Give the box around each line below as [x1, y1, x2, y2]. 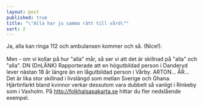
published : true [6, 15, 47, 21]
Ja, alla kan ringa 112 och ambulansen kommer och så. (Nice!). [6, 43, 163, 50]
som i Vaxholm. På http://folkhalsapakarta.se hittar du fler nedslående [6, 88, 181, 95]
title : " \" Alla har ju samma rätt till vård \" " [6, 20, 129, 26]
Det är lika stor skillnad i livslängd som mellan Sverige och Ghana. [6, 75, 171, 82]
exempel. [6, 94, 29, 102]
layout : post [6, 9, 40, 15]
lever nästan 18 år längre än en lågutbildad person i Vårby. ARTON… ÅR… [6, 68, 190, 76]
